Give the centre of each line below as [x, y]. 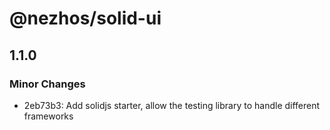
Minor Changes [47, 84]
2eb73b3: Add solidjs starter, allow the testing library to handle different [172, 105]
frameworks [48, 116]
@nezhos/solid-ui [85, 18]
